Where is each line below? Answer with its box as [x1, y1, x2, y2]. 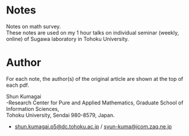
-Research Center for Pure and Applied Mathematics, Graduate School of [6, 99, 184, 106]
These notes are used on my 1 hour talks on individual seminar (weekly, [6, 29, 180, 36]
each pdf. [6, 81, 29, 89]
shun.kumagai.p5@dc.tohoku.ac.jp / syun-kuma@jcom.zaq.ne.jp [14, 123, 172, 130]
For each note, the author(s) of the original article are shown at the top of [6, 75, 184, 82]
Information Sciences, [6, 105, 59, 112]
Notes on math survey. [6, 23, 61, 30]
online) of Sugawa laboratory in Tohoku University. [6, 35, 130, 42]
